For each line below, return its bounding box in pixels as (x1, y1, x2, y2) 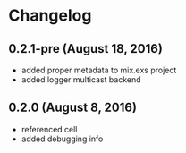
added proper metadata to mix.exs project (21, 64, 177, 75)
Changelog (8, 5, 92, 26)
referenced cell (21, 123, 78, 134)
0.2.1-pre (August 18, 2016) (8, 41, 163, 56)
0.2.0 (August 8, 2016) (8, 100, 138, 115)
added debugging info (21, 133, 104, 144)
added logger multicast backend (21, 74, 141, 85)
